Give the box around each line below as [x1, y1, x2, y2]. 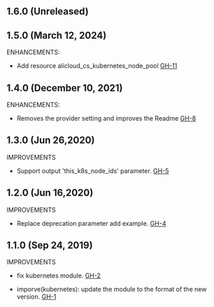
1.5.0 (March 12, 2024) [6, 29, 107, 41]
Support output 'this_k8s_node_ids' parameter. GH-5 [16, 166, 169, 175]
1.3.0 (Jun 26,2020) [6, 135, 95, 146]
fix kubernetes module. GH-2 [16, 271, 101, 280]
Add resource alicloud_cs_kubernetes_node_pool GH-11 [16, 62, 178, 70]
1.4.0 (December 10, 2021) [6, 82, 123, 94]
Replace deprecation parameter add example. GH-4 [16, 219, 166, 227]
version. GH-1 [16, 292, 57, 301]
